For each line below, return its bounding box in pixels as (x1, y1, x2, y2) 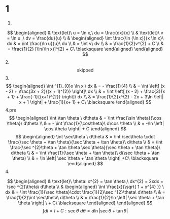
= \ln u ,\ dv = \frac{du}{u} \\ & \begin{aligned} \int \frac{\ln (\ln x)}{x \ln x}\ (7, 35, 164, 41)
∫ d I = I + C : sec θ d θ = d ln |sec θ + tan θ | (42, 207, 128, 213)
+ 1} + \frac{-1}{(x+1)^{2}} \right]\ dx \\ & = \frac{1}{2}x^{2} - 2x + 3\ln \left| (7, 93, 164, 99)
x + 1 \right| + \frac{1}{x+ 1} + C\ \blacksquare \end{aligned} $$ (19, 99, 152, 105)
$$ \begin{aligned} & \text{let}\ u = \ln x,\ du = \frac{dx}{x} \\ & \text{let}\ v (7, 29, 163, 35)
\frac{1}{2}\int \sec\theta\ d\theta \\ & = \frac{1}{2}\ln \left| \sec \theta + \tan (6, 194, 164, 200)
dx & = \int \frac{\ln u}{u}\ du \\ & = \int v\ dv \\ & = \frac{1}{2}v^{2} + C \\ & (7, 40, 164, 46)
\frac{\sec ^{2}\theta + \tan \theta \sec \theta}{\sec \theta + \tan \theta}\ (10, 144, 161, 150)
